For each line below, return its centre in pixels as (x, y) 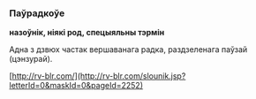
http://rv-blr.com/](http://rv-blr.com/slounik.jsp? (99, 76)
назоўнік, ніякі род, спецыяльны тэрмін (87, 33)
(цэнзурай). (31, 59)
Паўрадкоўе (37, 13)
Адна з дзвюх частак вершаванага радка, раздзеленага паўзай (128, 49)
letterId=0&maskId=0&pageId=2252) (76, 86)
